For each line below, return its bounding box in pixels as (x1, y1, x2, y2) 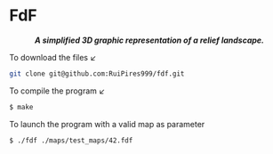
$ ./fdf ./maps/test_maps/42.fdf (9, 135, 133, 145)
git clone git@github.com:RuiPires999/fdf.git (9, 69, 185, 78)
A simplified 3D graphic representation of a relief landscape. (34, 35, 265, 45)
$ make (9, 102, 34, 111)
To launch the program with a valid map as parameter (9, 118, 205, 129)
